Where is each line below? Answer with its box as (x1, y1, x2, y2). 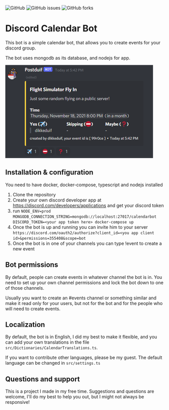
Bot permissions (5, 261, 59, 269)
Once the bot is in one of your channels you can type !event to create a (12, 240, 162, 246)
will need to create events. (5, 305, 61, 312)
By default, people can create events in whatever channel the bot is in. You (5, 274, 162, 280)
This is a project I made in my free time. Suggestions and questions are (5, 388, 154, 395)
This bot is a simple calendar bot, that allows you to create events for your (5, 39, 161, 45)
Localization (5, 320, 45, 329)
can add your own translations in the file (5, 339, 90, 345)
